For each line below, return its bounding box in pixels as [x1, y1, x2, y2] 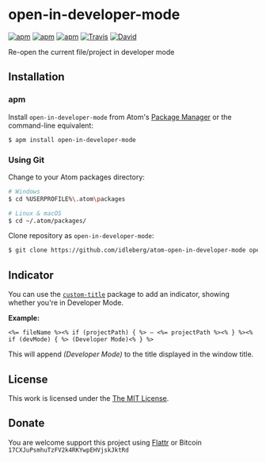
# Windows [8, 187, 41, 195]
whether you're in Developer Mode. [8, 298, 124, 307]
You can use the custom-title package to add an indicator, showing [8, 290, 230, 299]
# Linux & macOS [8, 209, 62, 218]
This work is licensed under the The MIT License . [8, 393, 169, 402]
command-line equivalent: [8, 121, 93, 130]
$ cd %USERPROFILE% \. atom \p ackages [8, 194, 126, 203]
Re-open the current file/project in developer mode [8, 47, 175, 56]
